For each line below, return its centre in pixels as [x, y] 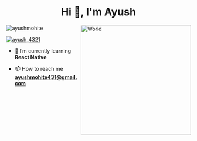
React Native [30, 57]
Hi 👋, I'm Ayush [98, 12]
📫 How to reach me [39, 68]
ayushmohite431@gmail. [46, 77]
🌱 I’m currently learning [43, 51]
